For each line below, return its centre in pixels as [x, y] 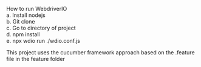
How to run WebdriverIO [37, 9]
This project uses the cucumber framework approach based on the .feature [101, 53]
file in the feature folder [36, 59]
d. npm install [23, 34]
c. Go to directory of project [41, 28]
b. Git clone [21, 21]
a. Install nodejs [26, 15]
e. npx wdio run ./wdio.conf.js [43, 41]
